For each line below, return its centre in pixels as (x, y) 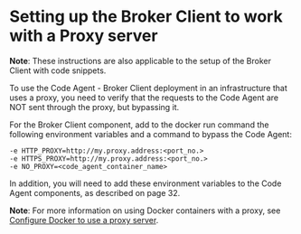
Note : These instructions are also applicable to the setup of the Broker (141, 61)
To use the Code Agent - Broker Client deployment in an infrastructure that (148, 88)
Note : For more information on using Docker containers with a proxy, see (145, 211)
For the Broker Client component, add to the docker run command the (139, 125)
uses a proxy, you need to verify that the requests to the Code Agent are (144, 98)
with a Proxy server (84, 36)
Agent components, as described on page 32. (95, 192)
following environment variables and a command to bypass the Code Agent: (150, 134)
